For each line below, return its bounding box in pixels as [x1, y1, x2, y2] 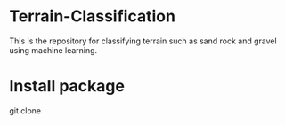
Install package [9, 76, 125, 97]
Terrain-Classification [9, 6, 176, 27]
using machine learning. [9, 44, 98, 55]
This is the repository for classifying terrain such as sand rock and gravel [9, 35, 278, 46]
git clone [9, 105, 42, 116]
